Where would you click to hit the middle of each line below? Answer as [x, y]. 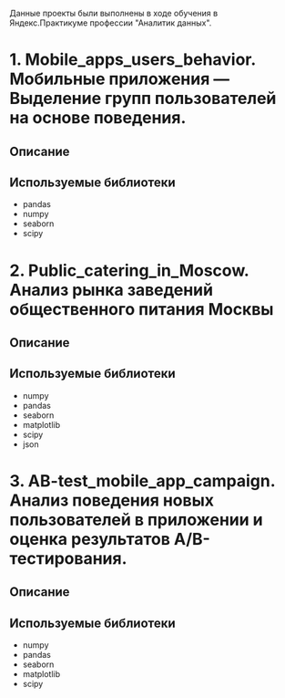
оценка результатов [90, 539]
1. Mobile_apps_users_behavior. [133, 60]
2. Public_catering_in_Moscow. [129, 271]
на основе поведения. [98, 118]
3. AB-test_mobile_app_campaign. [142, 480]
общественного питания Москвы [142, 309]
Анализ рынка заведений [112, 290]
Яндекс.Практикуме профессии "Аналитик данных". [111, 23]
